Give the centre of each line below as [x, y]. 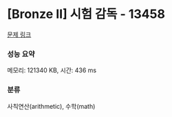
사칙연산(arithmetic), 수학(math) [51, 106]
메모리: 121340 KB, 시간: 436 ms [52, 70]
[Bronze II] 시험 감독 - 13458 [86, 14]
